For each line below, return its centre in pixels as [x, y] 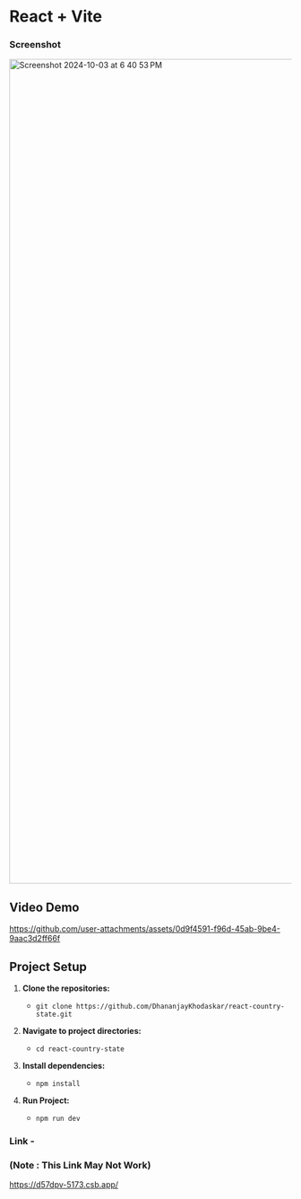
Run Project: [46, 1100]
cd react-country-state [80, 1049]
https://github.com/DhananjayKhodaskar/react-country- [180, 1007]
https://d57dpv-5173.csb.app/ [64, 1185]
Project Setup [48, 967]
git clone [54, 1007]
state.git [54, 1015]
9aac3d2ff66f [35, 939]
